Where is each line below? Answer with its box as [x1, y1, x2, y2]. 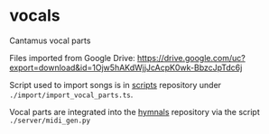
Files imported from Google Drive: [9, 52, 135, 63]
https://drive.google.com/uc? [136, 52, 246, 63]
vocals [9, 5, 60, 26]
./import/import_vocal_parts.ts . [9, 89, 134, 100]
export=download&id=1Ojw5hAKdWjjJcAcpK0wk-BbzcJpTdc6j [9, 62, 243, 73]
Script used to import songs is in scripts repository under [9, 79, 222, 90]
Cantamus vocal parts [9, 35, 91, 46]
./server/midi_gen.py [9, 116, 91, 125]
